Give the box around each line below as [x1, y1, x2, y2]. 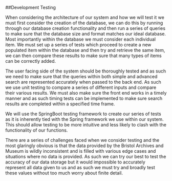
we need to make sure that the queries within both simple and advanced [5, 74, 158, 79]
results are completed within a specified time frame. [5, 101, 115, 107]
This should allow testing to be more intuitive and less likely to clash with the [5, 122, 166, 128]
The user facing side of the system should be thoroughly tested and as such [5, 68, 166, 74]
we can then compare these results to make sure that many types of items [5, 52, 162, 59]
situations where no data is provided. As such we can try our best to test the [5, 154, 166, 159]
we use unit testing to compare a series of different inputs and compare [5, 84, 157, 90]
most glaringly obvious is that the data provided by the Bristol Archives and [5, 142, 164, 149]
